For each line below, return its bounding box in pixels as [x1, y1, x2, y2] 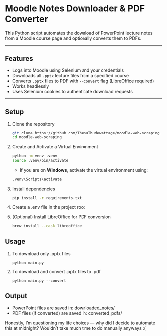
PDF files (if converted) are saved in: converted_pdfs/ [12, 310, 123, 316]
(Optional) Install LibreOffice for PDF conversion [12, 214, 111, 220]
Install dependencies [12, 186, 56, 192]
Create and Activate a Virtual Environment [12, 144, 98, 150]
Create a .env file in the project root [12, 204, 85, 210]
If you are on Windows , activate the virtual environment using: [19, 167, 148, 173]
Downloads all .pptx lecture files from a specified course [12, 72, 129, 78]
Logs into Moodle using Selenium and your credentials [12, 67, 124, 73]
